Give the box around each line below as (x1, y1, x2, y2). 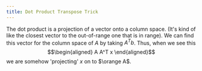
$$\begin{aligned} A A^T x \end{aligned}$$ (47, 49, 156, 56)
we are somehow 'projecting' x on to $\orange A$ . (6, 58, 131, 65)
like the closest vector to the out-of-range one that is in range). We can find (6, 31, 194, 39)
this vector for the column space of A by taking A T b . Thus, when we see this (6, 38, 196, 46)
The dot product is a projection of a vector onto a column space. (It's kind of (6, 25, 196, 32)
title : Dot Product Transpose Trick (6, 8, 98, 15)
